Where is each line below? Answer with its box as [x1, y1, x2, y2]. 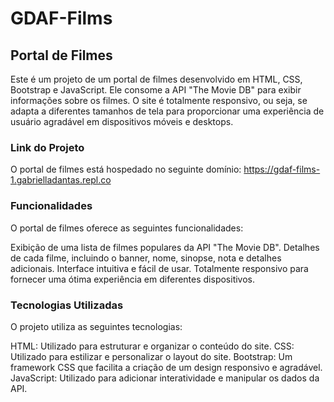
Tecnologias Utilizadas [10, 298, 124, 312]
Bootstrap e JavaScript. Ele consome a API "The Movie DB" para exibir [10, 84, 302, 96]
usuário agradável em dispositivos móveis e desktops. [10, 116, 234, 127]
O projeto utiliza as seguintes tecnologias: [10, 320, 183, 332]
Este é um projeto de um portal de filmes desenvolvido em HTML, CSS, [10, 73, 303, 85]
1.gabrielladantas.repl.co [10, 174, 112, 186]
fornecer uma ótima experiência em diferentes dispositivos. [10, 273, 256, 285]
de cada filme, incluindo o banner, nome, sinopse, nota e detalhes [10, 252, 282, 264]
